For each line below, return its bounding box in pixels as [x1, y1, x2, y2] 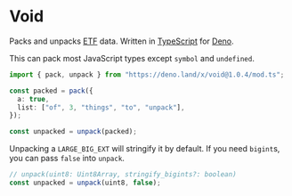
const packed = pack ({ [9, 86, 93, 95]
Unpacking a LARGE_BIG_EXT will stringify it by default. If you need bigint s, [9, 143, 280, 154]
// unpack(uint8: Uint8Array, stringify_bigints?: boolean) [9, 170, 238, 179]
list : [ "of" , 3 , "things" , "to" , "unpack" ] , [17, 102, 185, 112]
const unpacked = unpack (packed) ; [9, 127, 138, 136]
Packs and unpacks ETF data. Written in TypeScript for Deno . [9, 36, 234, 46]
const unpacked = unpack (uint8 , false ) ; [9, 178, 162, 188]
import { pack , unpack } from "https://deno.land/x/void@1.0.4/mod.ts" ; [9, 69, 285, 79]
